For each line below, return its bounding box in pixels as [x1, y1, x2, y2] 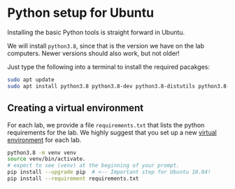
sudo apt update [7, 76, 55, 83]
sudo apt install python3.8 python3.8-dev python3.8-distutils [7, 83, 196, 90]
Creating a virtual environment [7, 102, 144, 114]
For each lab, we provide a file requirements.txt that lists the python [7, 120, 205, 129]
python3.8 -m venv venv [7, 149, 77, 156]
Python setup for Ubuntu [7, 5, 155, 21]
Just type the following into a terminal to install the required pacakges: [7, 62, 210, 71]
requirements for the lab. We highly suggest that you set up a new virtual [7, 128, 217, 136]
